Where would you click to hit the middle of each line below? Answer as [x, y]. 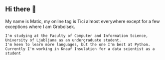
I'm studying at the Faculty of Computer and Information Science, [77, 35]
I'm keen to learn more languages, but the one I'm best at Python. [78, 44]
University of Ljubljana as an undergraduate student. [63, 40]
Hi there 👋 [21, 9]
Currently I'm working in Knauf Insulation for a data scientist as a [80, 49]
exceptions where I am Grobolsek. [40, 26]
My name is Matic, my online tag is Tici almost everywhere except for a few [82, 21]
